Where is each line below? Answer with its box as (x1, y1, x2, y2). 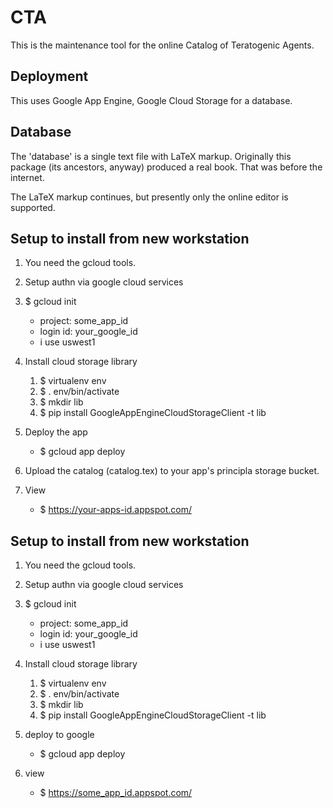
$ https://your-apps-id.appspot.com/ (39, 504, 192, 516)
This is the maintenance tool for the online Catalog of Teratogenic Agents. (10, 39, 315, 51)
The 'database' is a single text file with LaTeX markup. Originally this (10, 150, 292, 162)
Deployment (10, 68, 89, 85)
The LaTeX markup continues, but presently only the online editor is (10, 191, 289, 203)
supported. (10, 201, 56, 213)
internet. (10, 171, 45, 183)
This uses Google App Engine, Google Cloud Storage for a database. (10, 94, 293, 106)
